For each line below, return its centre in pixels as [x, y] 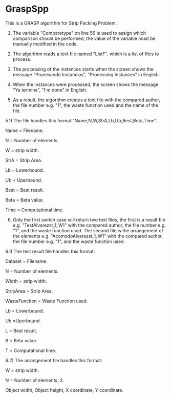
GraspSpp [27, 9]
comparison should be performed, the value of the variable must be [84, 38]
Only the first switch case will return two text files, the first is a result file [89, 219]
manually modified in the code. [45, 43]
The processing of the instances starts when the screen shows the [83, 69]
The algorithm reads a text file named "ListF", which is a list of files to [86, 54]
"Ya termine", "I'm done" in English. [50, 90]
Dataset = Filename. [26, 261]
